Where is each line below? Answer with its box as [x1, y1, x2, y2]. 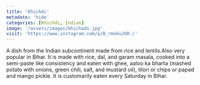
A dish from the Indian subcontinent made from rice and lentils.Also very [6, 47, 185, 54]
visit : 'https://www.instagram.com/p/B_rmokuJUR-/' [6, 31, 138, 37]
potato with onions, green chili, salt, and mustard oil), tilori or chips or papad [6, 66, 195, 73]
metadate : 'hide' [6, 14, 50, 20]
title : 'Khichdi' [6, 8, 50, 15]
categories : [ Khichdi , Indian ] [6, 20, 84, 26]
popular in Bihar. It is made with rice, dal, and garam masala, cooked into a [6, 53, 190, 61]
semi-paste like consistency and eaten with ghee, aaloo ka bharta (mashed [6, 60, 192, 67]
